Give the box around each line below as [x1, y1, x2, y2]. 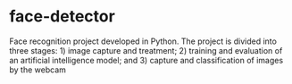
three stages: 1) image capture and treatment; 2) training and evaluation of [9, 45, 283, 55]
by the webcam [9, 64, 67, 75]
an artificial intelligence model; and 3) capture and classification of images [9, 55, 284, 65]
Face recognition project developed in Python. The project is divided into [9, 36, 277, 46]
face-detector [9, 6, 116, 27]
